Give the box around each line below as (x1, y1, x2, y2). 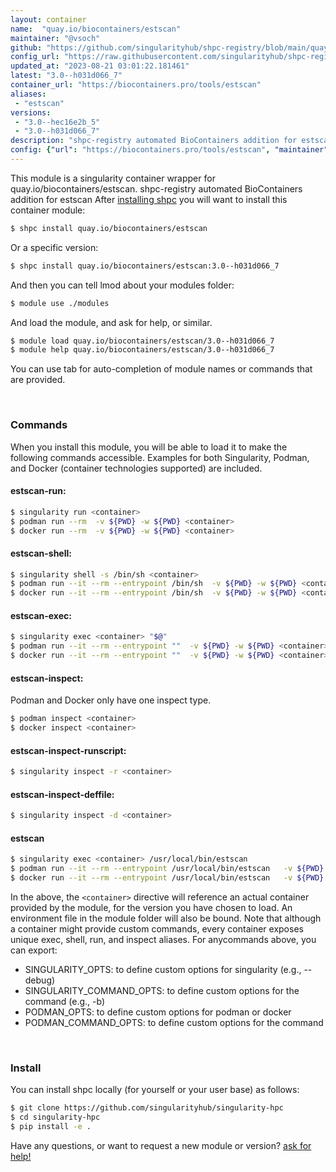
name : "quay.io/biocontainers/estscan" (10, 24, 182, 34)
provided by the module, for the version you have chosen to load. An (10, 901, 293, 913)
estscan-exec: (10, 609, 72, 621)
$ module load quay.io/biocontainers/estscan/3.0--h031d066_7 (10, 336, 275, 346)
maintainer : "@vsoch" (10, 33, 101, 43)
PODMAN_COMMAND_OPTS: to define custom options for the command (24, 1016, 324, 1028)
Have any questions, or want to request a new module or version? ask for (10, 1139, 312, 1151)
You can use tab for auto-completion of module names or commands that (10, 363, 313, 375)
